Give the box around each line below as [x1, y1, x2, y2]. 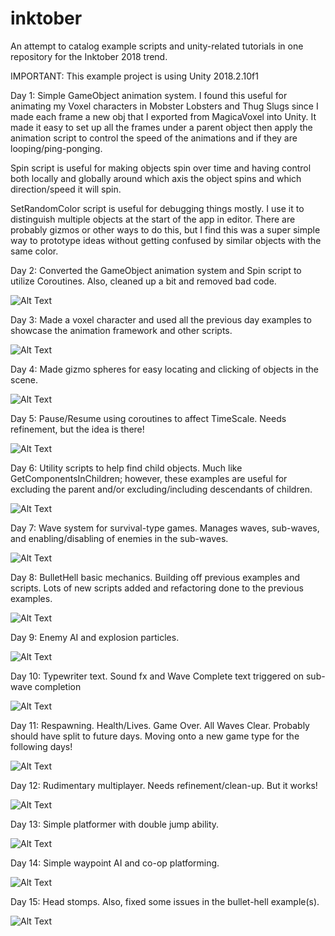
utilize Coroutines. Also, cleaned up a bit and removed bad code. [10, 275, 277, 287]
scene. [10, 373, 39, 386]
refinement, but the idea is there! [10, 423, 145, 435]
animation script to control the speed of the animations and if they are [10, 132, 298, 144]
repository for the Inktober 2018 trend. [10, 50, 168, 62]
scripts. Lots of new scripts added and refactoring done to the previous [10, 582, 304, 594]
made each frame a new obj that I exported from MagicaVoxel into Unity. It [10, 110, 317, 122]
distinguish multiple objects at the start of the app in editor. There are [10, 213, 296, 225]
